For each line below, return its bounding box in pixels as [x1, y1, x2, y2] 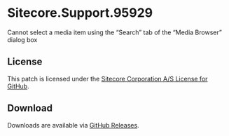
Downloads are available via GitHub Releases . [7, 121, 139, 129]
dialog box [7, 35, 38, 43]
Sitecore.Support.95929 [7, 5, 153, 21]
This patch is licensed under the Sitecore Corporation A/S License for [7, 74, 208, 83]
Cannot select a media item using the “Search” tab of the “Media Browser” [7, 28, 222, 36]
